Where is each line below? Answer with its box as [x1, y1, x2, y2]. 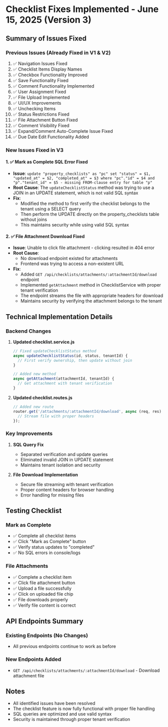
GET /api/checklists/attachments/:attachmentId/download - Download [13, 667, 160, 673]
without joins [20, 216, 47, 222]
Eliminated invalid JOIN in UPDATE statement [20, 456, 114, 462]
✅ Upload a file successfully [13, 585, 72, 591]
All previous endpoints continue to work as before [13, 643, 116, 649]
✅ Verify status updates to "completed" [13, 544, 95, 550]
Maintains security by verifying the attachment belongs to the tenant [20, 298, 162, 304]
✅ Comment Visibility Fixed [13, 122, 70, 128]
